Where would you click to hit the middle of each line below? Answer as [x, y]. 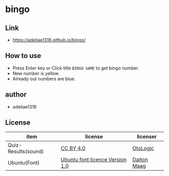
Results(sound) [26, 151]
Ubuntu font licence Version [94, 160]
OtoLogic [143, 148]
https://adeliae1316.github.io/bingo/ [49, 40]
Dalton [140, 160]
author [16, 95]
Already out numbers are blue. [44, 79]
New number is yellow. [36, 73]
